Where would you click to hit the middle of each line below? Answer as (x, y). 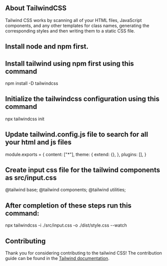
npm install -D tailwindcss (32, 83)
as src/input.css (31, 178)
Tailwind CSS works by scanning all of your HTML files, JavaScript (74, 20)
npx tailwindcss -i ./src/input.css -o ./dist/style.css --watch (66, 225)
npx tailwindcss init (25, 119)
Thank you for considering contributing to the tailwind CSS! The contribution (83, 253)
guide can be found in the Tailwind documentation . (57, 259)
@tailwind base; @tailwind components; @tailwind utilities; (66, 190)
